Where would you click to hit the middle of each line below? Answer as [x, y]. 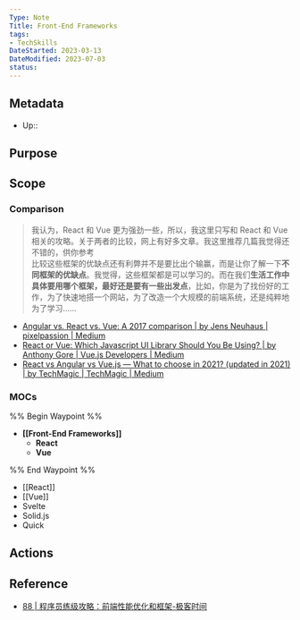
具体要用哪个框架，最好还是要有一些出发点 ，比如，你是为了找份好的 [156, 285]
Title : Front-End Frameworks [63, 26]
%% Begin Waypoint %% [56, 416]
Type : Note [29, 17]
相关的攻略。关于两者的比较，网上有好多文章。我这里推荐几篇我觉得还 [160, 241]
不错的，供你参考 [62, 252]
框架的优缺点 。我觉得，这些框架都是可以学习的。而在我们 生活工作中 [164, 275]
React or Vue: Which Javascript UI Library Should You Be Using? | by [149, 344]
